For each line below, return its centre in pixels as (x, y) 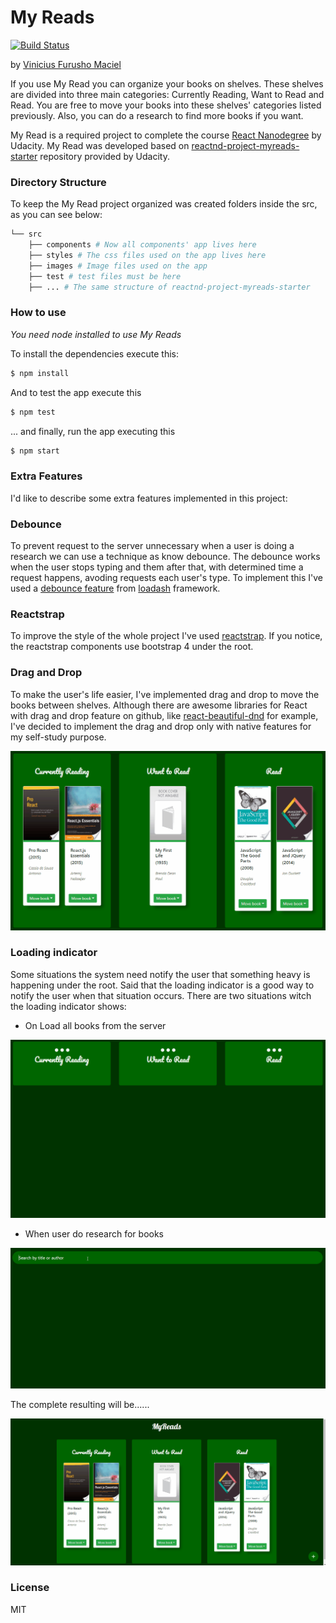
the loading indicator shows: (68, 1006)
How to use (38, 313)
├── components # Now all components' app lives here (142, 245)
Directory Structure (58, 182)
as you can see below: (56, 215)
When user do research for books (94, 1234)
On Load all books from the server (95, 1025)
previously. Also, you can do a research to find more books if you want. (157, 115)
